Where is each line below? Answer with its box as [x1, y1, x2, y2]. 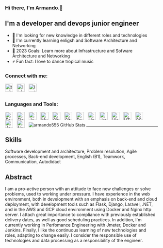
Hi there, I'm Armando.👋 [5, 4, 63, 11]
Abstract [5, 173, 33, 181]
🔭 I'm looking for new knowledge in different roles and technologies [12, 32, 147, 38]
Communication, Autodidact [5, 159, 61, 165]
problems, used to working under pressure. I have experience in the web [5, 191, 150, 196]
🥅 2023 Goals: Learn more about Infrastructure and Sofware [12, 48, 132, 53]
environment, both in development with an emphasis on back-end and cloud [5, 196, 158, 202]
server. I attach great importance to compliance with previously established [5, 212, 156, 217]
